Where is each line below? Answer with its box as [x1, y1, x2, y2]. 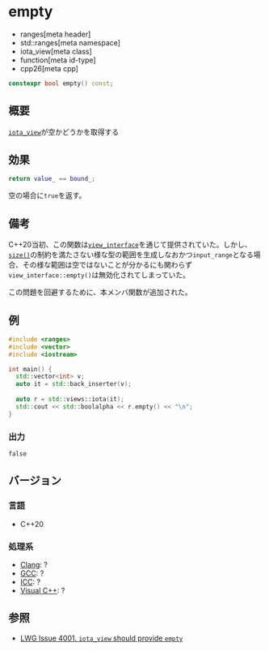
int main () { [8, 365, 53, 373]
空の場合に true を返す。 [8, 191, 86, 200]
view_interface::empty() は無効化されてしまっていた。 [8, 270, 190, 280]
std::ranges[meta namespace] [19, 37, 121, 47]
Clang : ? [19, 559, 48, 569]
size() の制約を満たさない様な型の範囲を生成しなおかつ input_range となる [8, 250, 254, 259]
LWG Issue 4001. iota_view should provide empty [19, 633, 183, 643]
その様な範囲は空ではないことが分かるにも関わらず [22, 260, 192, 270]
